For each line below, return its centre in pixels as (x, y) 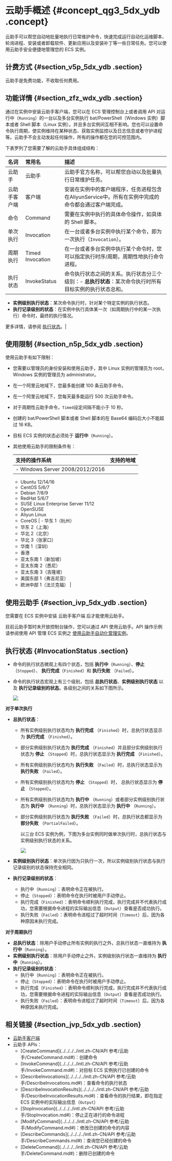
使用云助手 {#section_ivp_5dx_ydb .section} (76, 603)
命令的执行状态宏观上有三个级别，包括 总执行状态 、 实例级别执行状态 (85, 681)
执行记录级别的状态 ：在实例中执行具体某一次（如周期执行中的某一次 (84, 309)
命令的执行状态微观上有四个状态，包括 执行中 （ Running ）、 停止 (79, 664)
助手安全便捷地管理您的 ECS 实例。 (51, 49)
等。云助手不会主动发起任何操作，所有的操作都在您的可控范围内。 (75, 137)
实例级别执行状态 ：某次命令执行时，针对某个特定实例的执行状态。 (82, 302)
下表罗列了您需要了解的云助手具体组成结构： (52, 148)
